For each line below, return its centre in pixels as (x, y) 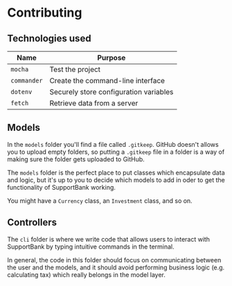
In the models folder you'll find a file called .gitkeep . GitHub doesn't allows (113, 144)
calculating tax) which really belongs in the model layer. (87, 274)
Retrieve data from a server (94, 103)
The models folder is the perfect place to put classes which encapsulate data (116, 172)
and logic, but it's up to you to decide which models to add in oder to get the (116, 180)
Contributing (45, 13)
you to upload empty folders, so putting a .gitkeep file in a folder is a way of (116, 152)
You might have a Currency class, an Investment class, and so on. (100, 200)
